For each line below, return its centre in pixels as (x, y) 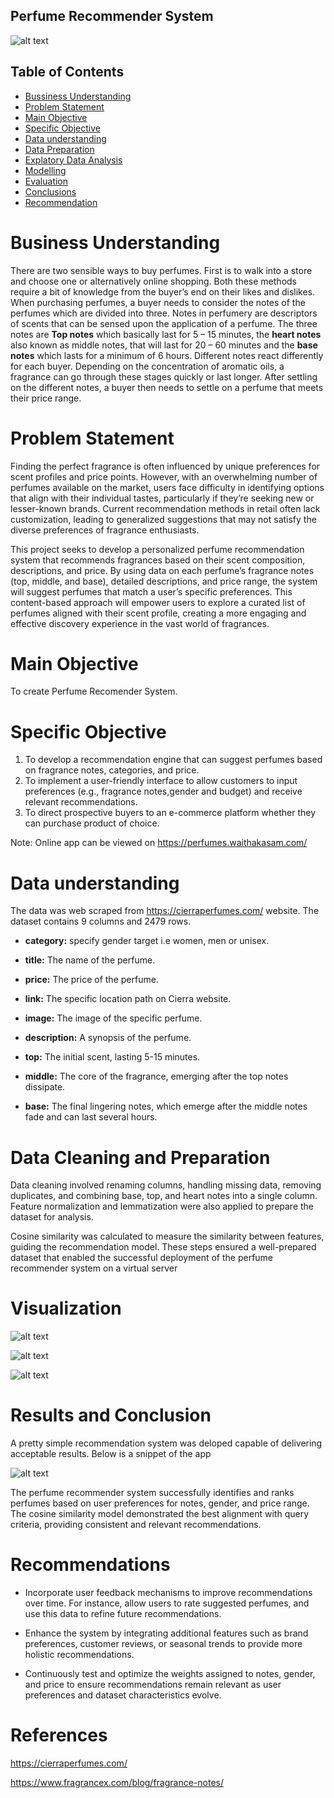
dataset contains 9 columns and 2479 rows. (101, 921)
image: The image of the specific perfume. (113, 1018)
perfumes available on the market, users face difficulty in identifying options (167, 487)
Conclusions (50, 191)
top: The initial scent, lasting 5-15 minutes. (112, 1057)
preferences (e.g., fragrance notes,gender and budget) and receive (163, 791)
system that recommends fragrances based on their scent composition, (158, 560)
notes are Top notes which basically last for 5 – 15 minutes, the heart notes (166, 334)
